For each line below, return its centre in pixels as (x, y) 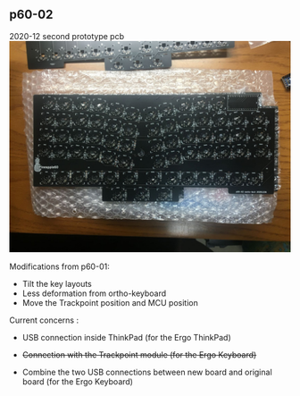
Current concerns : (44, 320)
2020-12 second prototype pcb (67, 36)
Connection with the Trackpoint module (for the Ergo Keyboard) (139, 354)
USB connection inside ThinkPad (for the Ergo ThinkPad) (127, 337)
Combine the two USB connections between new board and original (147, 372)
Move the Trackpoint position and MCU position (110, 302)
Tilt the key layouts (57, 283)
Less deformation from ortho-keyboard (94, 293)
